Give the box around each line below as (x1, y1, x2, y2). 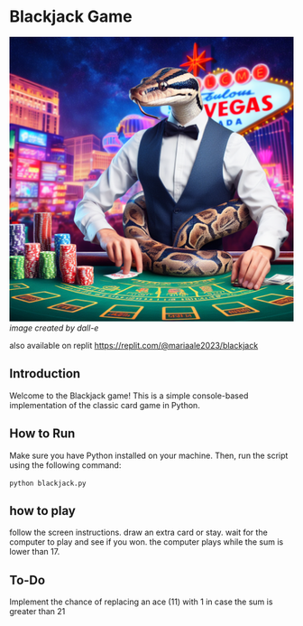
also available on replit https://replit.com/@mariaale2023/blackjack (9, 340, 259, 350)
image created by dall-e (9, 322, 99, 333)
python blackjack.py (9, 479, 87, 488)
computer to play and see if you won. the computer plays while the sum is (9, 537, 284, 547)
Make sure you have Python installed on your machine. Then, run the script (9, 450, 289, 461)
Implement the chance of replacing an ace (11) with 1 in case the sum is (9, 596, 273, 607)
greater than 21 (9, 606, 66, 617)
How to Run (9, 426, 76, 442)
